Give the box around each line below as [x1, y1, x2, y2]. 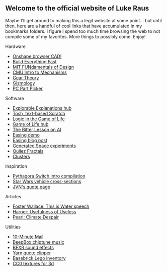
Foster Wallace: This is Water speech [12, 203, 90, 209]
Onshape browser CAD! [12, 53, 62, 59]
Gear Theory [12, 74, 39, 80]
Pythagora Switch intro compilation [12, 173, 86, 179]
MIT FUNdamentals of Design [12, 64, 74, 70]
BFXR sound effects [12, 244, 54, 250]
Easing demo [12, 131, 40, 138]
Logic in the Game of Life [12, 116, 65, 122]
